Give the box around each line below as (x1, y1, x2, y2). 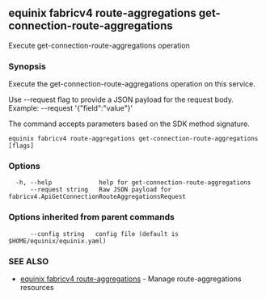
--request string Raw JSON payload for (29, 186, 172, 194)
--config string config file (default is (29, 230, 179, 238)
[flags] (8, 141, 35, 150)
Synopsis (8, 61, 46, 72)
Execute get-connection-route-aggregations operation (8, 40, 190, 50)
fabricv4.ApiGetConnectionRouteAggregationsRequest (8, 193, 186, 201)
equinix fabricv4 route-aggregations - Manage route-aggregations (19, 274, 242, 284)
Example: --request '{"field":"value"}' (8, 103, 133, 113)
